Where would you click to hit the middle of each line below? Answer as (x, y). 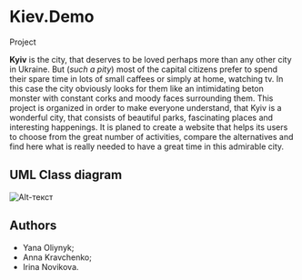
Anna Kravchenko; (57, 257)
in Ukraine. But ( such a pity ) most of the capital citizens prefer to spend (144, 69)
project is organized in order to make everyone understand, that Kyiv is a (146, 107)
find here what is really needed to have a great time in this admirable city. (147, 146)
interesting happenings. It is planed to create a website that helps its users (149, 127)
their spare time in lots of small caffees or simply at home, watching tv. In (146, 78)
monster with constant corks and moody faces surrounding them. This (141, 98)
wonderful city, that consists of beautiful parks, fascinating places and (141, 117)
